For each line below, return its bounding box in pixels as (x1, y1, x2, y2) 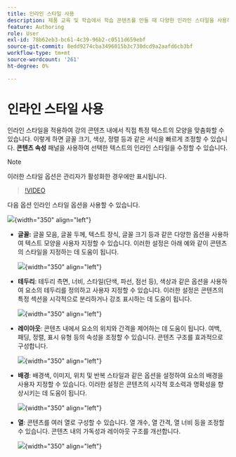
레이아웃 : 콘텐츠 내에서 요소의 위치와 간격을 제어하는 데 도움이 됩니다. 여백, (17, 324, 222, 333)
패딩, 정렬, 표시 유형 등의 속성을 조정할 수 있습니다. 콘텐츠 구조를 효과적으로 (17, 333, 223, 341)
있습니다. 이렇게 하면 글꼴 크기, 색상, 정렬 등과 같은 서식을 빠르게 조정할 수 (7, 134, 209, 143)
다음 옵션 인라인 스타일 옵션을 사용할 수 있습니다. (7, 200, 140, 209)
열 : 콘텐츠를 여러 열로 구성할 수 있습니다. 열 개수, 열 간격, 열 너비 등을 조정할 (17, 418, 225, 426)
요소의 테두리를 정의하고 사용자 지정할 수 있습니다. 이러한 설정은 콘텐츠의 (25, 285, 224, 294)
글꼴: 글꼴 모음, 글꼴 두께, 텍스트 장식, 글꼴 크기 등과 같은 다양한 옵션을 (17, 230, 211, 238)
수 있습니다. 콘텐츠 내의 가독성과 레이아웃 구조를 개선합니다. (17, 427, 181, 435)
